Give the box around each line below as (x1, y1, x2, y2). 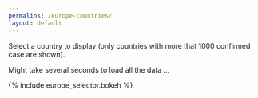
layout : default (8, 19, 62, 27)
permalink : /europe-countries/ (8, 11, 113, 20)
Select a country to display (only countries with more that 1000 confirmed (8, 41, 251, 50)
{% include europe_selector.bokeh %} (8, 80, 133, 90)
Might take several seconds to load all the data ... (8, 65, 170, 74)
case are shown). (8, 49, 65, 59)
